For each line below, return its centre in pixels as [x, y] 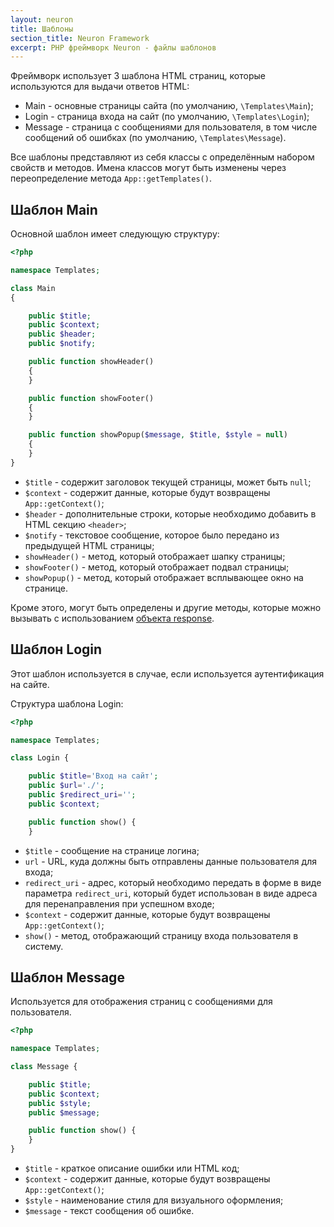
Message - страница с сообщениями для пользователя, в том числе [171, 127]
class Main [33, 288]
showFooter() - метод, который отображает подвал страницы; [157, 567]
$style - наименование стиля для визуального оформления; [154, 1200]
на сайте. [30, 684]
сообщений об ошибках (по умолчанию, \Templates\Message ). [155, 138]
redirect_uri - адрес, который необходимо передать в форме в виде [173, 882]
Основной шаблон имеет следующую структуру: [115, 234]
